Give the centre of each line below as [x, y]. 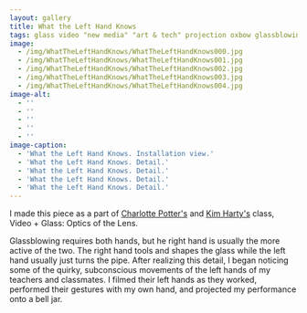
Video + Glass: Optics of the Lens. [74, 224]
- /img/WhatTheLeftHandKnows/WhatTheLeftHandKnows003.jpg [131, 78]
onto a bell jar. [36, 299]
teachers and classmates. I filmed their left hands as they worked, [133, 280]
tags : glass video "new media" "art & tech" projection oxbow [130, 35]
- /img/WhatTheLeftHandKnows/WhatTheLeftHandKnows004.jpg [131, 86]
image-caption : [38, 145]
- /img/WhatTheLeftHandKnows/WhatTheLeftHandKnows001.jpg [131, 60]
